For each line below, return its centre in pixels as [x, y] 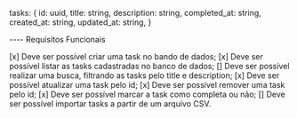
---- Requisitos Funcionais [57, 39]
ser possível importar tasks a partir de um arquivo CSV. [110, 104]
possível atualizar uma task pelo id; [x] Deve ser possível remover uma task [147, 85]
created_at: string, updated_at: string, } [80, 22]
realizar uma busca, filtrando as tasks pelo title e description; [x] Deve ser [144, 75]
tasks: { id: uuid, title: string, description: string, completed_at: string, [136, 13]
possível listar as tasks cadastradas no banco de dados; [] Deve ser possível [149, 66]
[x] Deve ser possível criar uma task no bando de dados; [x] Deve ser [136, 56]
